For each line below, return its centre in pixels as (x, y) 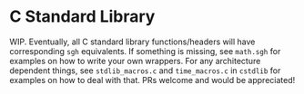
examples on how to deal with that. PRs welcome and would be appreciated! (152, 80)
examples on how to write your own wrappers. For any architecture (135, 61)
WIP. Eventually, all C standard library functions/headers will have (132, 42)
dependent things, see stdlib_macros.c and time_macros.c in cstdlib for (145, 70)
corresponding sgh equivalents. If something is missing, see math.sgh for (145, 51)
